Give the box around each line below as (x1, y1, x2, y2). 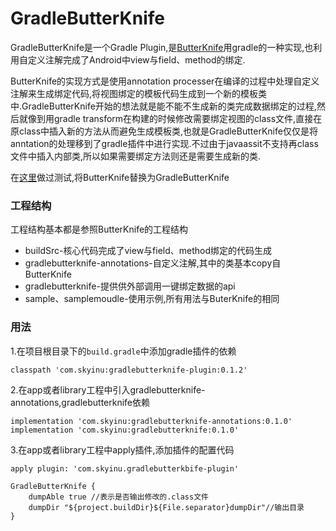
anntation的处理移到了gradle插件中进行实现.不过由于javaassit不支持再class (10, 137, 319, 149)
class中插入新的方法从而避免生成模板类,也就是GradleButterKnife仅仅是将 (18, 125, 318, 137)
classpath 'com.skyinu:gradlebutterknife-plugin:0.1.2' (10, 365, 248, 375)
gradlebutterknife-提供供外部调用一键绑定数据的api (24, 280, 236, 292)
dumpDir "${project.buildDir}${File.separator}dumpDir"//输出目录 (28, 502, 305, 512)
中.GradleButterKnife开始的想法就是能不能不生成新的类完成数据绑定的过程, (10, 100, 317, 112)
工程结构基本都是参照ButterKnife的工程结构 (10, 223, 189, 236)
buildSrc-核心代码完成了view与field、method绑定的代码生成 (24, 245, 273, 257)
